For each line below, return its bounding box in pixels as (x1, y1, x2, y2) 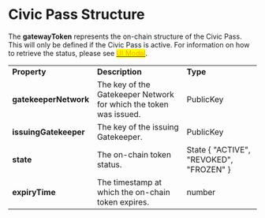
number (186, 186, 216, 197)
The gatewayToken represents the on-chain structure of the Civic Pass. (8, 32, 242, 41)
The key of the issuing (97, 121, 179, 132)
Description (97, 66, 142, 77)
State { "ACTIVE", (186, 144, 251, 155)
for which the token (97, 99, 170, 110)
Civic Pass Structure (8, 6, 145, 24)
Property (12, 66, 47, 77)
